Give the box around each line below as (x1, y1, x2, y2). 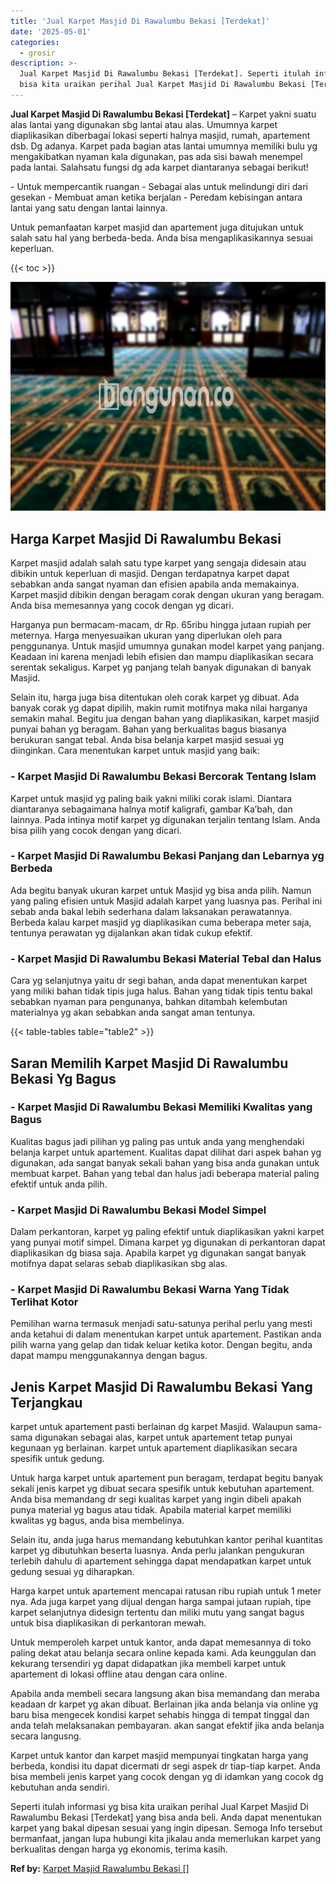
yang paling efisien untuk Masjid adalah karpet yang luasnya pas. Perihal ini (10, 895, 323, 907)
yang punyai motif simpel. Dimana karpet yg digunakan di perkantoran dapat (10, 1236, 326, 1249)
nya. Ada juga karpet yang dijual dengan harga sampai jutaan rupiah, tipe (10, 1596, 312, 1608)
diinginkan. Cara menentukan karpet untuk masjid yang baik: (10, 745, 260, 757)
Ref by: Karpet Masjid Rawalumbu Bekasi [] (10, 1863, 190, 1875)
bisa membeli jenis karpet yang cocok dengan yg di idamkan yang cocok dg (10, 1771, 324, 1783)
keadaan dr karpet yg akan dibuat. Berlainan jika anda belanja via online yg (10, 1698, 319, 1710)
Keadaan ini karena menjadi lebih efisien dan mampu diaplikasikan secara (10, 651, 314, 663)
